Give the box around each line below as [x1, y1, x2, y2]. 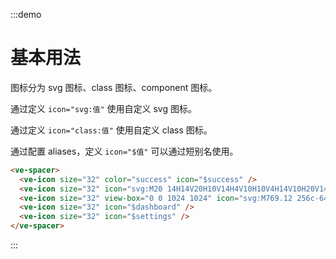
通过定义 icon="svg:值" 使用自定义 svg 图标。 [10, 102, 197, 114]
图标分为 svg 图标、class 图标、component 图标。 [10, 81, 218, 93]
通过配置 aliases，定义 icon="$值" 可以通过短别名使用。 [10, 145, 239, 157]
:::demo [10, 9, 42, 20]
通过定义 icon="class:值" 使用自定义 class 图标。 [10, 124, 213, 136]
